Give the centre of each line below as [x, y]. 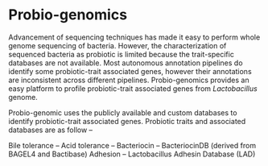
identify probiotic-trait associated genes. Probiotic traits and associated [127, 121]
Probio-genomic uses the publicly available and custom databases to [123, 112]
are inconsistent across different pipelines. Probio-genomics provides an [129, 80]
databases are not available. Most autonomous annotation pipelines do [126, 63]
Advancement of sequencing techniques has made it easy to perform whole [134, 37]
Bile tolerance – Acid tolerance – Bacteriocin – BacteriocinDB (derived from [132, 145]
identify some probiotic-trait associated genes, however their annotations [130, 71]
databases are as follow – [51, 130]
